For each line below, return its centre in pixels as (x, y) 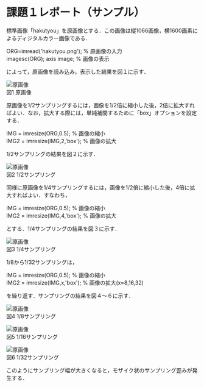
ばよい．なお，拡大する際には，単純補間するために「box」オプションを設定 (102, 113)
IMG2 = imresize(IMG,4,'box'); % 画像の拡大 (62, 215)
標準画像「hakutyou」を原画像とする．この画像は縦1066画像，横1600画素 (100, 30)
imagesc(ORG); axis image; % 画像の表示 (58, 59)
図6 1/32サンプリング (33, 357)
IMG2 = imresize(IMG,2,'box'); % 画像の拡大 (62, 141)
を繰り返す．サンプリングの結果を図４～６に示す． (70, 296)
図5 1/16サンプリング (32, 336)
